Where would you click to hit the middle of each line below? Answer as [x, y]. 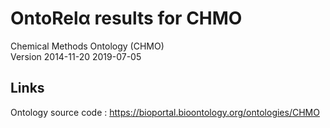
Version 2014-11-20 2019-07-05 [76, 56]
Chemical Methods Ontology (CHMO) [87, 46]
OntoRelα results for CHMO [126, 18]
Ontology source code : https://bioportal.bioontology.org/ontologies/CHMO [165, 112]
